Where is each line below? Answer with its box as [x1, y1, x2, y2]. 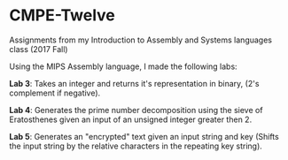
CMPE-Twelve [9, 5, 115, 26]
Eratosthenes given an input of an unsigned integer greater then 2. [9, 114, 253, 125]
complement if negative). [9, 88, 101, 98]
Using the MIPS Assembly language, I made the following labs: [9, 61, 237, 72]
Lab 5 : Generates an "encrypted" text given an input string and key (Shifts [9, 131, 279, 141]
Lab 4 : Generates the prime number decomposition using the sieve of [9, 104, 263, 115]
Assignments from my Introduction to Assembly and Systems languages [9, 34, 273, 45]
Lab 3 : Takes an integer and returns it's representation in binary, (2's [9, 78, 260, 88]
